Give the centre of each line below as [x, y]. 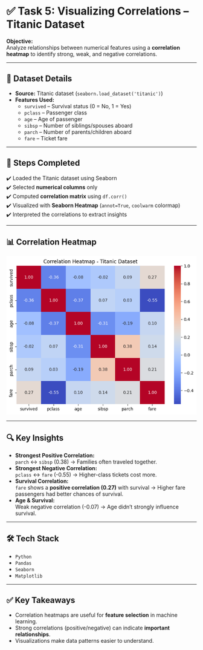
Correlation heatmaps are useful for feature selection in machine [96, 615]
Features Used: [34, 100]
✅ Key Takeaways [41, 600]
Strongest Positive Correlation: [55, 455]
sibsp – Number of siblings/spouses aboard [78, 125]
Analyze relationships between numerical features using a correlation [93, 47]
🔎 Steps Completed [43, 163]
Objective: [20, 41]
